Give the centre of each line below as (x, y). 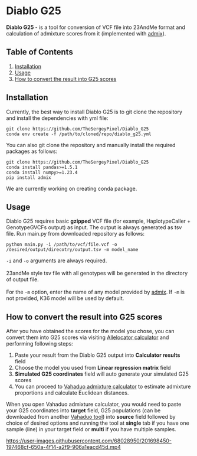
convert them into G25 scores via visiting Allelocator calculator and (88, 337)
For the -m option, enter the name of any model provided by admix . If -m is (95, 292)
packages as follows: (32, 151)
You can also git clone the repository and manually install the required (91, 145)
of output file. (23, 279)
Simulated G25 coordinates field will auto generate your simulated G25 (101, 374)
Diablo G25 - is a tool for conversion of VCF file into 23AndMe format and (96, 27)
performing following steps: (40, 344)
